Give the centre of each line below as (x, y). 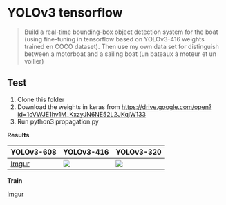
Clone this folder (41, 99)
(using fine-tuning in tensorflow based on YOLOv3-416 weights (114, 39)
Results (18, 135)
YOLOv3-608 (34, 152)
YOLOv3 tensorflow (65, 13)
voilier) (34, 61)
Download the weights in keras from (68, 107)
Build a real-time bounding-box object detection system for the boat (121, 32)
